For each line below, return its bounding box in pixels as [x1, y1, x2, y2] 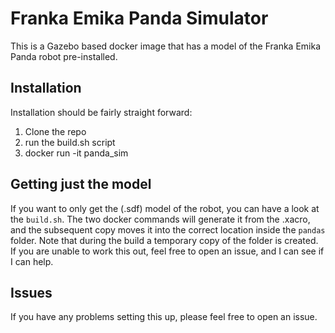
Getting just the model [10, 176, 152, 193]
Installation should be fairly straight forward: [10, 106, 193, 118]
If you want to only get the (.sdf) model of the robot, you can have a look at [10, 202, 320, 214]
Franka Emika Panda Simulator [10, 7, 269, 30]
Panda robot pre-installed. [10, 50, 118, 62]
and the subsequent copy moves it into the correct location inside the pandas [10, 223, 326, 236]
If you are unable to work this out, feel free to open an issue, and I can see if [10, 245, 325, 257]
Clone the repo [24, 125, 87, 137]
